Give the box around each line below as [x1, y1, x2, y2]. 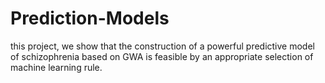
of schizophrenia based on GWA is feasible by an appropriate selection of [10, 50, 314, 62]
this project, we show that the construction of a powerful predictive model [10, 40, 315, 52]
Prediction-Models [10, 7, 170, 30]
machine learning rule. [10, 61, 103, 73]
